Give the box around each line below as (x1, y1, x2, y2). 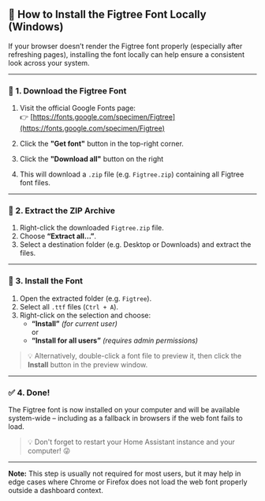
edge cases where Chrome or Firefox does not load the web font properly (8, 477, 248, 487)
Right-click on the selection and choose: (19, 310, 151, 320)
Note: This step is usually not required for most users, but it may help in (8, 469, 241, 478)
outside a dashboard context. (8, 486, 104, 495)
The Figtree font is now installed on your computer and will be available (8, 405, 241, 414)
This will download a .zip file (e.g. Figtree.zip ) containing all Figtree (19, 169, 244, 179)
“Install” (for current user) (31, 318, 118, 328)
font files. (19, 178, 51, 188)
